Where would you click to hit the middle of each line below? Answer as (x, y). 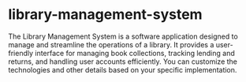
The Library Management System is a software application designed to (123, 36)
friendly (21, 53)
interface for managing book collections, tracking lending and (135, 53)
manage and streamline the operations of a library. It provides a (111, 44)
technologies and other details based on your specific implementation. (123, 69)
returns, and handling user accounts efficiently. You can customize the (123, 61)
